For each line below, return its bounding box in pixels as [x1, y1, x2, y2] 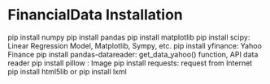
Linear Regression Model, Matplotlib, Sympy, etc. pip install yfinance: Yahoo [7, 40, 262, 50]
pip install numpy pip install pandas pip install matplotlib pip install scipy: [7, 32, 250, 42]
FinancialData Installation [7, 6, 184, 24]
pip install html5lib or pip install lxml [7, 66, 127, 76]
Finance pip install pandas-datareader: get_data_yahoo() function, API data [7, 49, 259, 59]
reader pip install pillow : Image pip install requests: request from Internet [7, 58, 253, 68]
